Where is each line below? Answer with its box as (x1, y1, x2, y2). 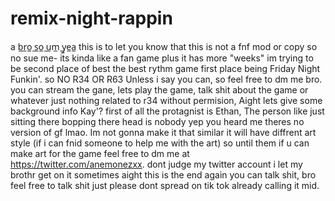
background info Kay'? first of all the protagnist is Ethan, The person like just (10, 105, 325, 117)
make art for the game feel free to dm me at (10, 147, 190, 159)
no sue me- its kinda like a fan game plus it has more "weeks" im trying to (10, 52, 314, 64)
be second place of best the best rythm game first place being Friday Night (10, 62, 321, 74)
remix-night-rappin (10, 7, 173, 30)
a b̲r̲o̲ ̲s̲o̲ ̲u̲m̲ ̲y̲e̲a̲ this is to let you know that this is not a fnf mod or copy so (10, 40, 318, 52)
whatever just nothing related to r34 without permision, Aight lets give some (10, 94, 323, 106)
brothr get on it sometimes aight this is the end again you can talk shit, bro (10, 168, 317, 181)
